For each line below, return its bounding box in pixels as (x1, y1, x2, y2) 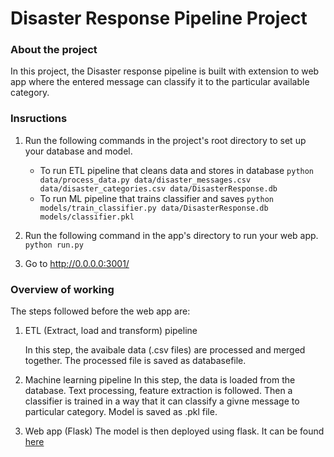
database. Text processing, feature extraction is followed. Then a (24, 385, 293, 397)
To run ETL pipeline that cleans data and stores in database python (39, 164, 315, 176)
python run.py (24, 240, 84, 250)
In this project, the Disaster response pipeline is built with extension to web (10, 65, 320, 77)
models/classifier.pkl (39, 212, 135, 222)
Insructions (10, 112, 68, 126)
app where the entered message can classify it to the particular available (10, 76, 310, 88)
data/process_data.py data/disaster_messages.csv (39, 175, 252, 185)
